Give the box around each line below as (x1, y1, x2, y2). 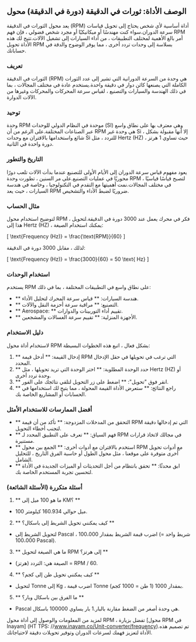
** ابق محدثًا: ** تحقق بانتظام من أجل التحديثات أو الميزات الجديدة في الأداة (15, 462, 180, 469)
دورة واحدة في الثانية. (6, 140, 54, 147)
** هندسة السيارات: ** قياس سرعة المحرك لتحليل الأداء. (15, 295, 139, 302)
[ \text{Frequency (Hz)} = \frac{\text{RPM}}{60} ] (6, 233, 125, 240)
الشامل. (15, 456, 33, 463)
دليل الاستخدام (6, 328, 43, 337)
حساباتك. (6, 47, 27, 54)
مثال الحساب (6, 201, 40, 210)
